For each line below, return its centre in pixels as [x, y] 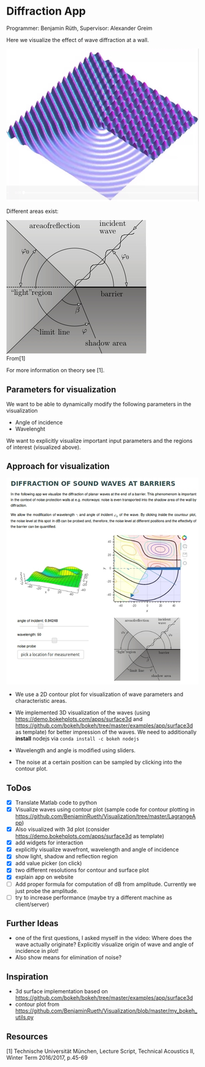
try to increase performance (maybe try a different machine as [94, 897]
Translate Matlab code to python [56, 802]
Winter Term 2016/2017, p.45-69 [47, 1058]
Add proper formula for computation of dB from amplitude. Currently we [106, 884]
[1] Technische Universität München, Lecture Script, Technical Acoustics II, [101, 1051]
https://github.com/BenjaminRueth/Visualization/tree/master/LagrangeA [106, 816]
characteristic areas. [41, 701]
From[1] [16, 359]
